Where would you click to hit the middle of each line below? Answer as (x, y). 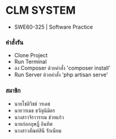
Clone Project (31, 55)
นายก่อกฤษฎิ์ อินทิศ (33, 123)
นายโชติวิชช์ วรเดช (32, 104)
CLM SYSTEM (40, 10)
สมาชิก (13, 91)
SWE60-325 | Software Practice (54, 27)
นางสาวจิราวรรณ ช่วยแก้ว (39, 117)
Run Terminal (30, 62)
